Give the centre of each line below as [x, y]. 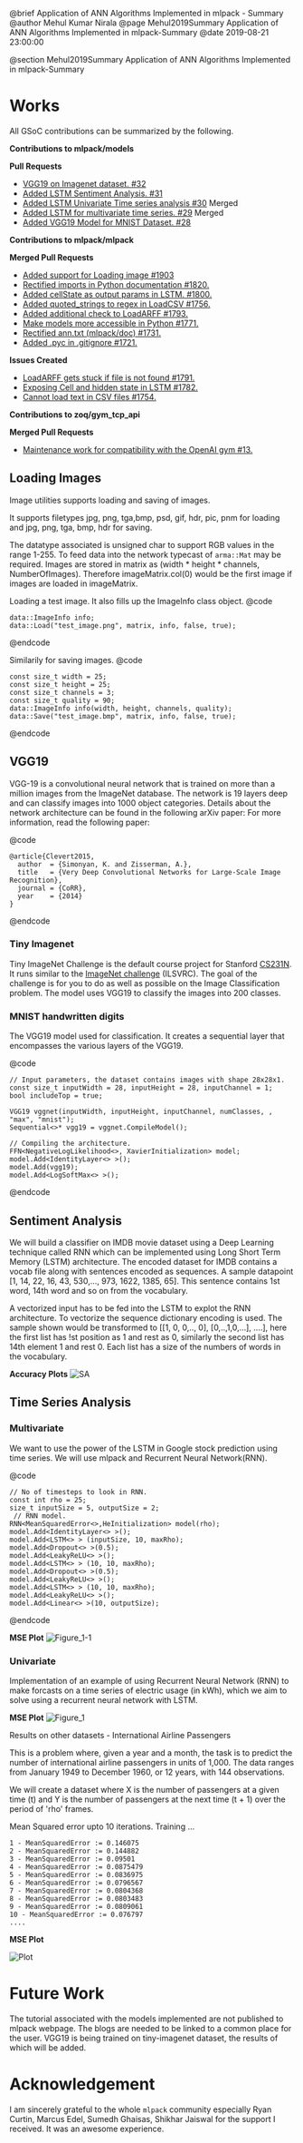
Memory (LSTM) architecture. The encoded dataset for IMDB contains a [143, 1261]
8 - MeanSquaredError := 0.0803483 [76, 1898]
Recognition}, [36, 880]
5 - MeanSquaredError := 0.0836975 [76, 1874]
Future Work [57, 1994]
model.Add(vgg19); [44, 1168]
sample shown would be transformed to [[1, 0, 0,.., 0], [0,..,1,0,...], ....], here [148, 1327]
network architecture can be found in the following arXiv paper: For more [146, 812]
